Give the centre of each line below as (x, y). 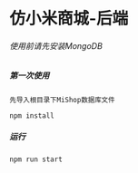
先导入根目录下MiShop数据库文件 (62, 100)
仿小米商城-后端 (69, 19)
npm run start (36, 159)
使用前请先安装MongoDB (56, 45)
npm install (32, 115)
